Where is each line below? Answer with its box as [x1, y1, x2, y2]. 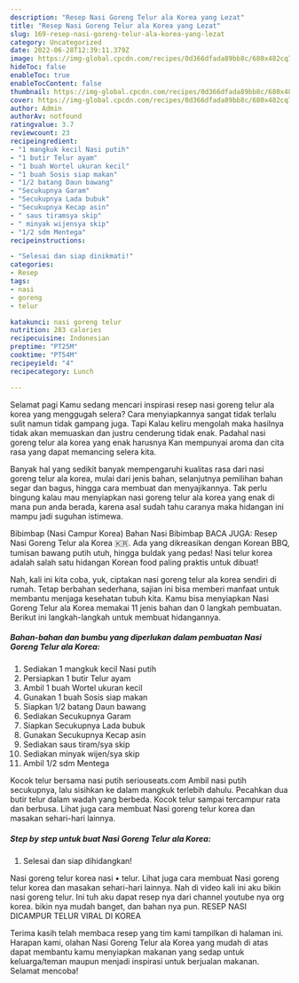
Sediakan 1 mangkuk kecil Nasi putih [22, 663, 157, 675]
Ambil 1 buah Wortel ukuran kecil [22, 683, 143, 694]
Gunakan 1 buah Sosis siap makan [22, 692, 148, 702]
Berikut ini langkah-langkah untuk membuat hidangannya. [10, 612, 221, 622]
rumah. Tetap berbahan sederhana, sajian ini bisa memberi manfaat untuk [10, 583, 280, 594]
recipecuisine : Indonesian [10, 334, 110, 343]
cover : [10, 95, 35, 105]
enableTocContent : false [10, 79, 102, 88]
